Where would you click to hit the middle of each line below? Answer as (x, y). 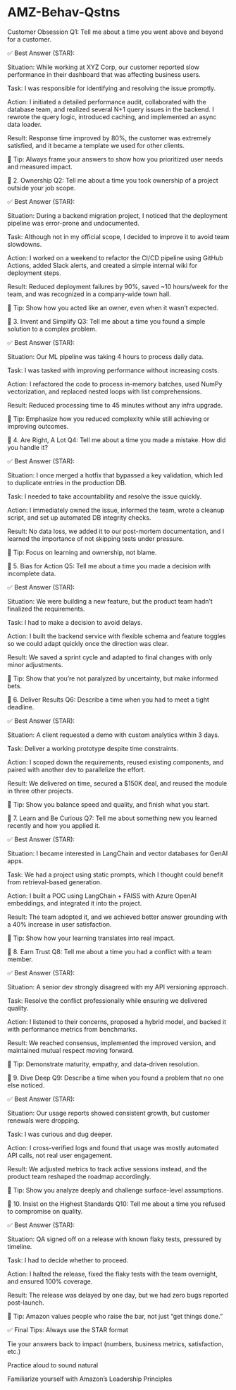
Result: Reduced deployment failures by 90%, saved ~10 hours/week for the (118, 286)
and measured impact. (40, 166)
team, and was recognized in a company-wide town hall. (89, 294)
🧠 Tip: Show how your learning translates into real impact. (91, 938)
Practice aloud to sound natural (53, 1365)
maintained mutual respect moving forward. (71, 1050)
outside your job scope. (42, 188)
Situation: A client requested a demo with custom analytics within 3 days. (113, 735)
